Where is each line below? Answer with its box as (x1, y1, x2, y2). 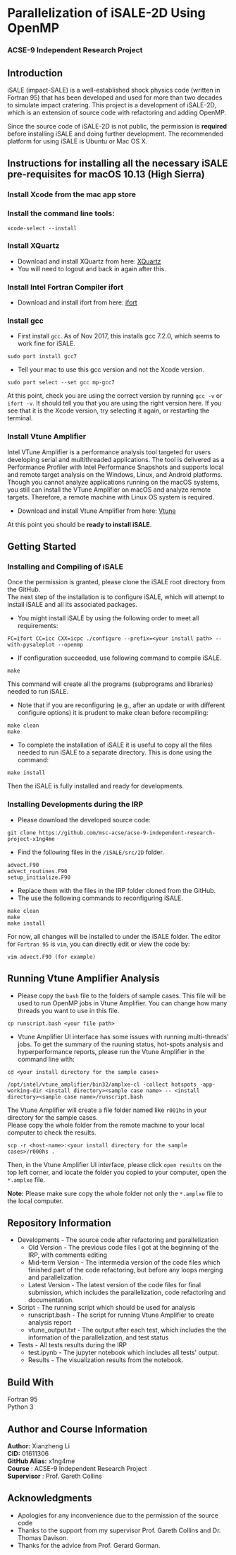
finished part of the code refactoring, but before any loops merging (27, 1266, 223, 1275)
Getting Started (7, 540, 77, 552)
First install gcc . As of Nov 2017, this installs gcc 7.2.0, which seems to (17, 332, 221, 341)
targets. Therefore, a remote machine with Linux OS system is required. (7, 492, 215, 501)
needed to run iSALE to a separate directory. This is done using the (17, 748, 213, 757)
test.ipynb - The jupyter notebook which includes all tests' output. (27, 1348, 220, 1357)
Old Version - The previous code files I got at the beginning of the (27, 1243, 219, 1252)
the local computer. (7, 1196, 63, 1205)
